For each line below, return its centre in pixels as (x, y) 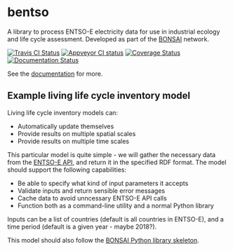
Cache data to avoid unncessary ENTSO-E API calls (92, 198)
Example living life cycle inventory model (99, 96)
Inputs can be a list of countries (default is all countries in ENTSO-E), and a (116, 219)
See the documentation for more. (55, 74)
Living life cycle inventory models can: (62, 112)
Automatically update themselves (66, 126)
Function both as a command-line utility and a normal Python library (115, 205)
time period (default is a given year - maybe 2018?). (82, 226)
